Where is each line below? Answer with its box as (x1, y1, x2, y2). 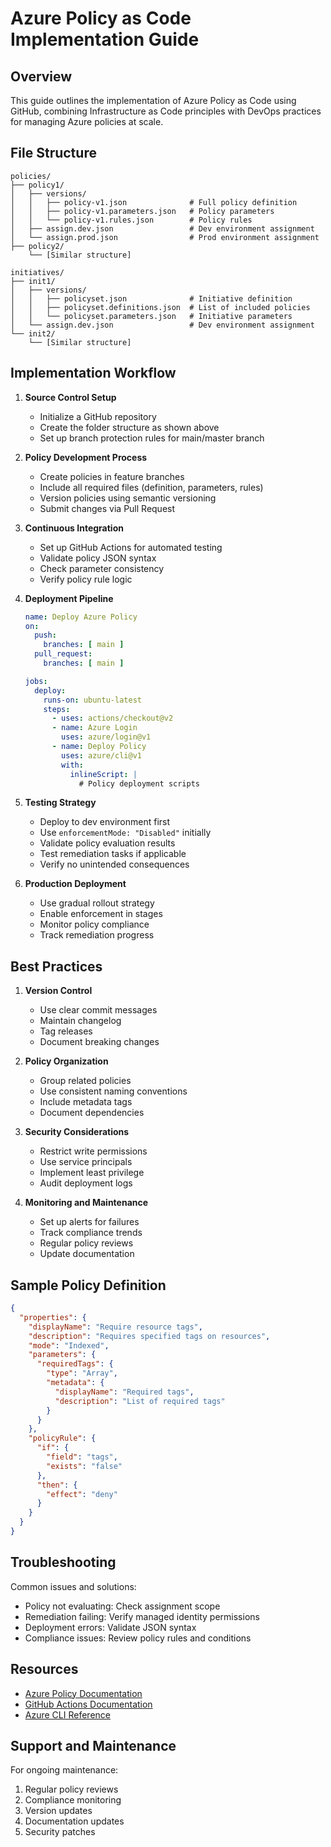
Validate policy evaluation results (39, 837, 176, 849)
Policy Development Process (24, 451, 148, 463)
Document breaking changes (39, 1036, 160, 1048)
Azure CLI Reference (24, 1708, 111, 1721)
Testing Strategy (24, 797, 97, 809)
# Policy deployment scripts (78, 778, 200, 789)
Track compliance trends (39, 1227, 143, 1239)
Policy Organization (24, 1055, 109, 1067)
